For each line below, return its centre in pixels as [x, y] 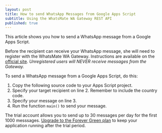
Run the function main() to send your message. [59, 106]
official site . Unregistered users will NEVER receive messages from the [76, 61]
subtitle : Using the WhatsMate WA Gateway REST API [58, 18]
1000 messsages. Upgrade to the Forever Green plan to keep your [71, 120]
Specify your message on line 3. [44, 101]
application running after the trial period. [45, 126]
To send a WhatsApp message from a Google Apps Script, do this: [72, 76]
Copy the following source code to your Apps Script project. [72, 86]
